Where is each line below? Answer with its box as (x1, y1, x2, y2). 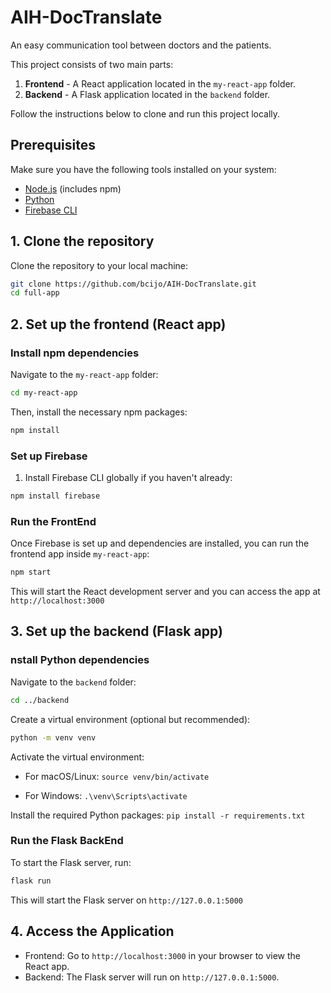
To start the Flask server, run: (10, 856, 132, 868)
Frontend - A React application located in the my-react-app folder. (24, 77, 297, 90)
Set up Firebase (10, 449, 88, 463)
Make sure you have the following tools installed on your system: (10, 163, 277, 175)
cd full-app (10, 288, 60, 298)
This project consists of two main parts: (10, 58, 174, 70)
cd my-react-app (10, 388, 78, 398)
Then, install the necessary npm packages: (10, 406, 188, 418)
